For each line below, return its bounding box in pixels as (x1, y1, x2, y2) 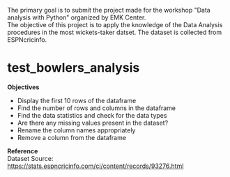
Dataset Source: (7, 154, 54, 162)
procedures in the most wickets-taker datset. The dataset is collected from (7, 28, 222, 36)
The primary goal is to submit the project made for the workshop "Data (7, 6, 210, 14)
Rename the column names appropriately (17, 125, 136, 134)
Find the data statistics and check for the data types (17, 111, 167, 119)
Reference (7, 146, 38, 155)
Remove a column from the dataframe (17, 133, 127, 141)
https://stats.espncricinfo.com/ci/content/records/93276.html (7, 162, 184, 170)
